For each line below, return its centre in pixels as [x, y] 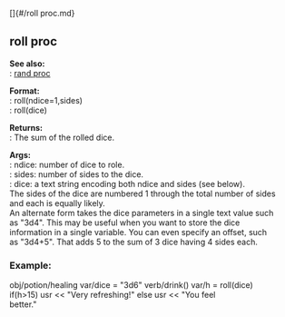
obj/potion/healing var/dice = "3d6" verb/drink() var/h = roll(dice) [132, 285]
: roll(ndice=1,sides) [46, 100]
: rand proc [30, 73]
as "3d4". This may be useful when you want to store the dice [125, 223]
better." [23, 304]
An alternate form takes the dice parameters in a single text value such [142, 213]
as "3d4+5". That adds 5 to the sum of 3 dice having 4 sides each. [134, 242]
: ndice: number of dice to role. [67, 164]
